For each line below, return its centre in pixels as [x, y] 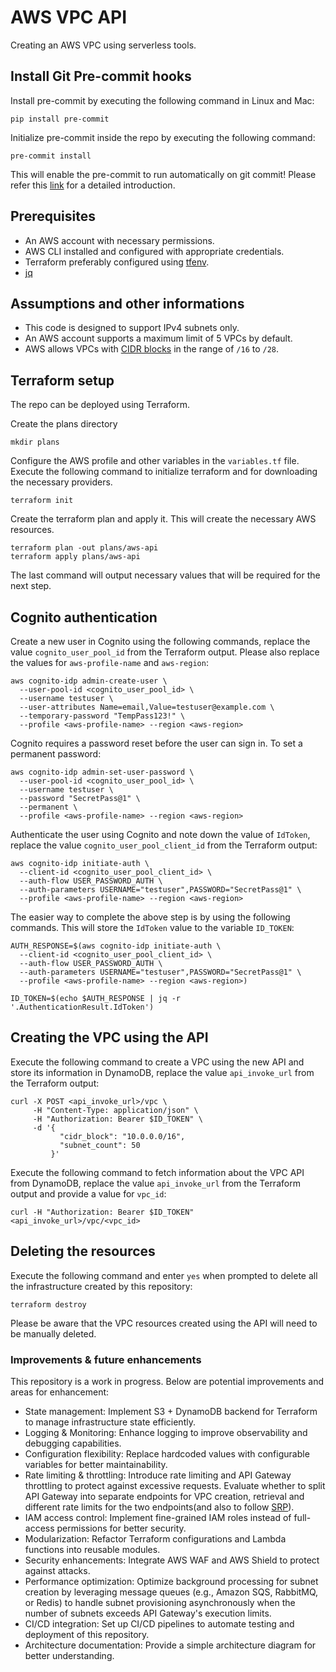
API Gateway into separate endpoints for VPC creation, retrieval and [164, 1496]
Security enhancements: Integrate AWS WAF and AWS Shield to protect [172, 1560]
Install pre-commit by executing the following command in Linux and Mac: [162, 100]
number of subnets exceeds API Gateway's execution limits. [148, 1613]
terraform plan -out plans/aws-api [84, 548]
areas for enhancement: [60, 1392]
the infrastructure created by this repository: [101, 1286]
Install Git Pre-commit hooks [101, 76]
